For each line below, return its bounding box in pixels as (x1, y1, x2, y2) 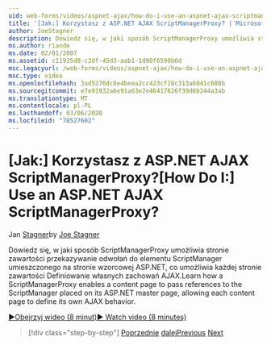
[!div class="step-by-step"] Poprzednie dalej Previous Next (27, 327, 224, 337)
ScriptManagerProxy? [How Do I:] (8, 168, 236, 187)
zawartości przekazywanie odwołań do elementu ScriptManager (8, 253, 223, 263)
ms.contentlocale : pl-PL (8, 102, 92, 110)
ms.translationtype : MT (8, 94, 89, 102)
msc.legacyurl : (8, 64, 60, 73)
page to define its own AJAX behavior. (8, 296, 135, 306)
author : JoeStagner (8, 27, 74, 35)
